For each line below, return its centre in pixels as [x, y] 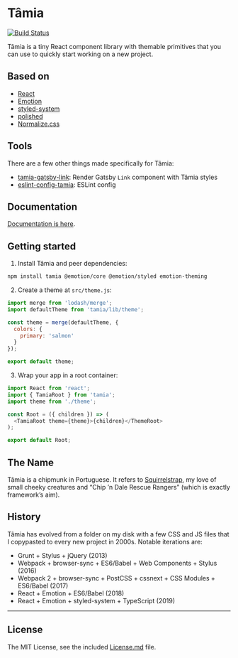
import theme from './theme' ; [52, 401]
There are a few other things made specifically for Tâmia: [91, 163]
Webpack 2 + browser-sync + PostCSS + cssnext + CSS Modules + [117, 578]
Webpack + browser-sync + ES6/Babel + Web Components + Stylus [117, 563]
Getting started [42, 246]
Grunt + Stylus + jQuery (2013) [62, 555]
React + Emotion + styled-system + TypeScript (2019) [96, 600]
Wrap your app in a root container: [68, 375]
